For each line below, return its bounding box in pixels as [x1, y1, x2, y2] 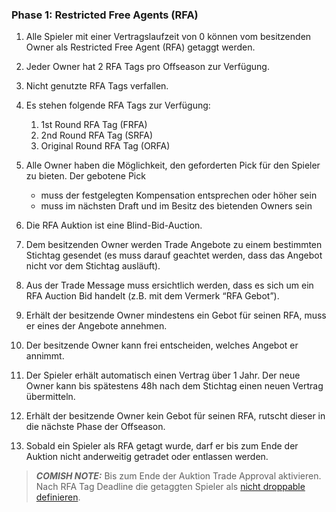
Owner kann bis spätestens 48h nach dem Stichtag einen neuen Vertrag [25, 380, 324, 392]
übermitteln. [25, 391, 76, 403]
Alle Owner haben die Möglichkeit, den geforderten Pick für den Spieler [25, 159, 321, 172]
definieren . [35, 491, 81, 503]
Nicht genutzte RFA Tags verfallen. [25, 80, 169, 92]
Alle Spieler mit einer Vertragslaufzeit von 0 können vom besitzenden [25, 31, 312, 43]
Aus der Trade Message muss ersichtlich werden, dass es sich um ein [25, 279, 314, 292]
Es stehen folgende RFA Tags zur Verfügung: [25, 99, 211, 112]
